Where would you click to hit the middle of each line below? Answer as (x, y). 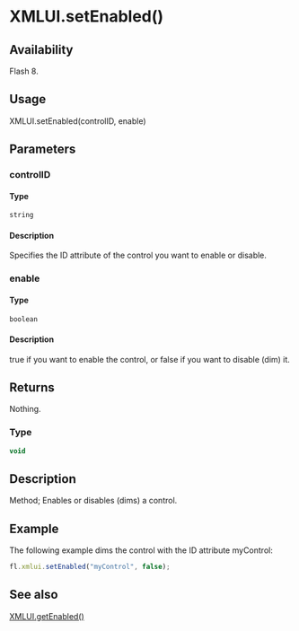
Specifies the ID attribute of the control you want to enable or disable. (138, 255)
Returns (32, 387)
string (22, 215)
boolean (24, 319)
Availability (41, 50)
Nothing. (26, 409)
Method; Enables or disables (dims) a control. (93, 501)
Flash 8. (24, 71)
